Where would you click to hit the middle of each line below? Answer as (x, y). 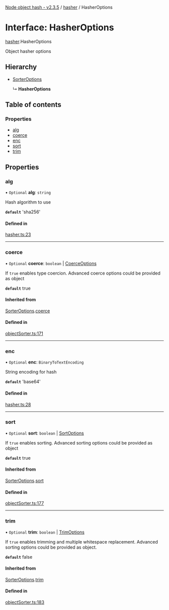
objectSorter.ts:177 (25, 503)
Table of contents (33, 105)
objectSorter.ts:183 (25, 602)
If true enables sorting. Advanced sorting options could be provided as (79, 443)
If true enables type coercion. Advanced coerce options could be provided (83, 273)
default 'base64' (23, 382)
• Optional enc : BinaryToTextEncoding (45, 362)
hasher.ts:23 (18, 235)
